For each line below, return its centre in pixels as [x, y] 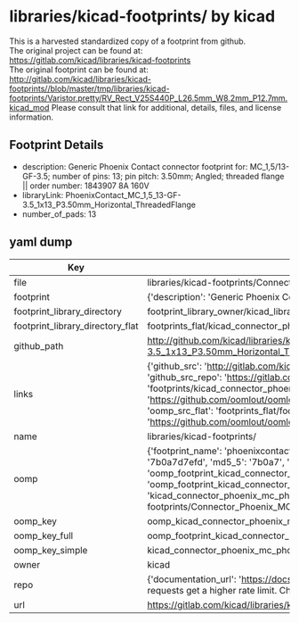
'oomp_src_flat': [180, 411]
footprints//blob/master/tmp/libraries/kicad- [90, 88]
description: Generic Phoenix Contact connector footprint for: [135, 166]
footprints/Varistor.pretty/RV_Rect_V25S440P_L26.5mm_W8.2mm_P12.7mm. [149, 98]
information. [32, 117]
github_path [39, 345]
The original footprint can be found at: [79, 70]
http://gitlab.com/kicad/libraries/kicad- [80, 79]
